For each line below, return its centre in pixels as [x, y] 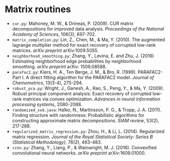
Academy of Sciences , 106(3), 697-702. [54, 34]
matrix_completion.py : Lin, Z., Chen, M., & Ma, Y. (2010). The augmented [89, 40]
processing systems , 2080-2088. [47, 104]
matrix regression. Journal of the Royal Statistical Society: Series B [82, 137]
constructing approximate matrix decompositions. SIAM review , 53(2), [86, 120]
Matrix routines [38, 9]
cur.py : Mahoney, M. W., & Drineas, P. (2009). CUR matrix [73, 23]
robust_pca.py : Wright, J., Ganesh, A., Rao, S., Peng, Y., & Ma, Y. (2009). [88, 88]
